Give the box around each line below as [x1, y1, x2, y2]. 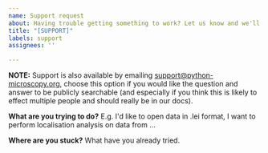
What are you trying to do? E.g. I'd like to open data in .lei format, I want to [8, 111, 256, 121]
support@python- [154, 70, 214, 80]
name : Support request [8, 11, 84, 20]
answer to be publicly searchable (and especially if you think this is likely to [8, 87, 258, 97]
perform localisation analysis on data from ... [8, 120, 156, 130]
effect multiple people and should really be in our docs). [8, 96, 193, 106]
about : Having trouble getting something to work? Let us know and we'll [8, 19, 261, 27]
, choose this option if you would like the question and [59, 79, 238, 89]
